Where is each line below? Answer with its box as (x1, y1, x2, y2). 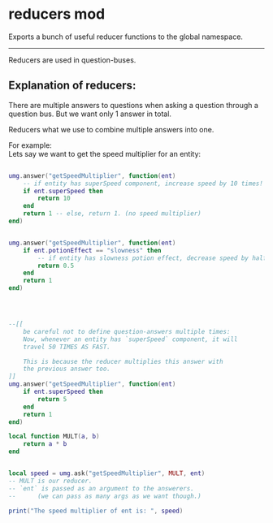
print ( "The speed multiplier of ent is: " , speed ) (8, 507, 184, 515)
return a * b (23, 440, 67, 448)
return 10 (37, 194, 71, 203)
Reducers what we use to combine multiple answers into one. (8, 124, 214, 134)
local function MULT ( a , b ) (8, 432, 100, 441)
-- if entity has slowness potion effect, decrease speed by (37, 253, 249, 262)
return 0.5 (37, 261, 75, 270)
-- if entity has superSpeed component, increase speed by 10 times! (23, 179, 264, 188)
